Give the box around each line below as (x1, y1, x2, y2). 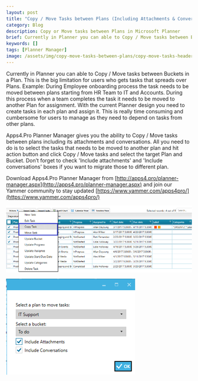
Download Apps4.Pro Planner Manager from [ (6, 174, 117, 181)
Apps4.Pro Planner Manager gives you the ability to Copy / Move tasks (6, 132, 178, 139)
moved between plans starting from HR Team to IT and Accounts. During (6, 89, 183, 96)
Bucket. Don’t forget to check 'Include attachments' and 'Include (6, 157, 163, 164)
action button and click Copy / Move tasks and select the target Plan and (6, 151, 183, 158)
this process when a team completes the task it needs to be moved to (6, 95, 175, 102)
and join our (143, 181, 173, 188)
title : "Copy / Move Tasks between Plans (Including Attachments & (6, 15, 176, 22)
